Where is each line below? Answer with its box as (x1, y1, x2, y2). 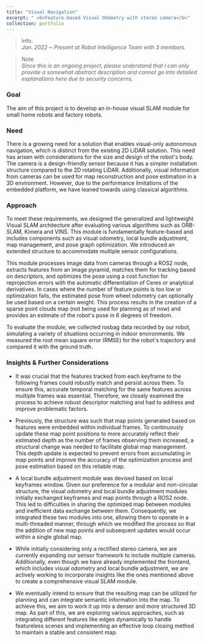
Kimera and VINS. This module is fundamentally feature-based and (24, 228, 193, 236)
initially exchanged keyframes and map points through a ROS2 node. (15, 494, 188, 501)
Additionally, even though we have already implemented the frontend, (15, 558, 191, 565)
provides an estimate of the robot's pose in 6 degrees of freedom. (6, 312, 173, 319)
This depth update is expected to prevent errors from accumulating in (15, 449, 191, 457)
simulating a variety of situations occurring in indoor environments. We (6, 330, 185, 337)
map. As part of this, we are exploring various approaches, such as (15, 608, 185, 616)
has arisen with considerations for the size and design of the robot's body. (6, 153, 194, 160)
